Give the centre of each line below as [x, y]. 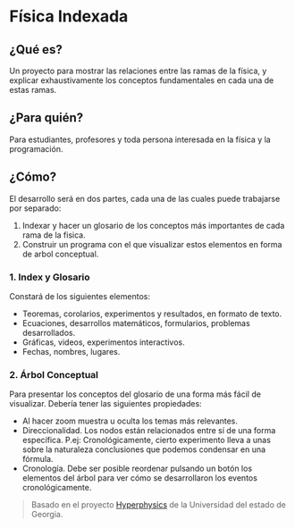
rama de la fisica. [54, 235]
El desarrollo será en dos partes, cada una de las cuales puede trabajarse [145, 198]
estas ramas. [33, 90]
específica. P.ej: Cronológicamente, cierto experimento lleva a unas [146, 440]
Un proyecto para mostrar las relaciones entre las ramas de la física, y [138, 71]
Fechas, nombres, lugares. [71, 351]
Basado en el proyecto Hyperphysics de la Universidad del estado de [158, 505]
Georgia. [47, 515]
